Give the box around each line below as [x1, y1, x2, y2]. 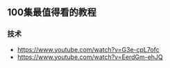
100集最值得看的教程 [7, 6, 97, 19]
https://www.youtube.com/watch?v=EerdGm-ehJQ [17, 53, 163, 61]
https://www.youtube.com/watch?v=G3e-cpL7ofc [17, 45, 160, 53]
